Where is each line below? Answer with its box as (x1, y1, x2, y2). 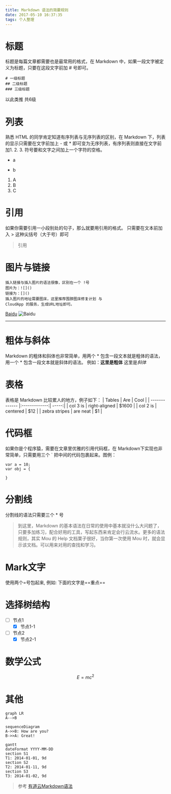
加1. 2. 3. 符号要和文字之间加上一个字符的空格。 (5, 147, 105, 153)
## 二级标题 (5, 81, 28, 87)
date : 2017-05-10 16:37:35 (5, 12, 63, 17)
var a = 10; (5, 462, 31, 467)
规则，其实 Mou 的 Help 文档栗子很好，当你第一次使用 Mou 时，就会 (17, 535, 161, 541)
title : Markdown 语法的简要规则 (5, 7, 69, 13)
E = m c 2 (76, 673, 95, 680)
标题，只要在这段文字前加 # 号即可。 (14, 65, 91, 71)
